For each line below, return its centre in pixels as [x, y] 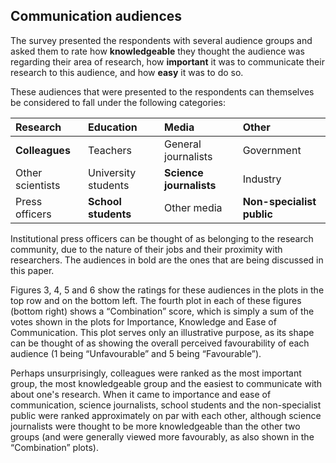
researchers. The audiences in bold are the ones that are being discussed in [167, 260]
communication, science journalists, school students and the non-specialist [166, 405]
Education [113, 127]
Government [272, 150]
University [112, 172]
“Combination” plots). [54, 447]
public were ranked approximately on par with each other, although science [166, 415]
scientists [38, 185]
